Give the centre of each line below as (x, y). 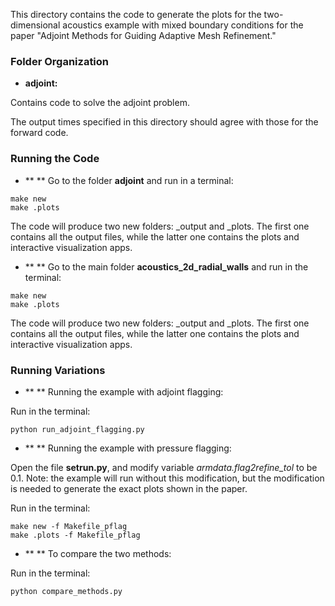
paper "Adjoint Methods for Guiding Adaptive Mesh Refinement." (143, 35)
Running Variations (58, 370)
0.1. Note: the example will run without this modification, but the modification (167, 478)
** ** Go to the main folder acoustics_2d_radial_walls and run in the (166, 266)
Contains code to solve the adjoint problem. (100, 103)
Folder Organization (60, 61)
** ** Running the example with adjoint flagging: (124, 391)
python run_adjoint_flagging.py (77, 429)
